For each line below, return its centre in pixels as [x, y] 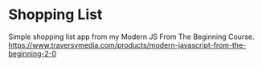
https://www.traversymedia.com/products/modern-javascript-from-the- [127, 45]
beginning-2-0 [33, 53]
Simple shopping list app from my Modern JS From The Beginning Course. [131, 37]
